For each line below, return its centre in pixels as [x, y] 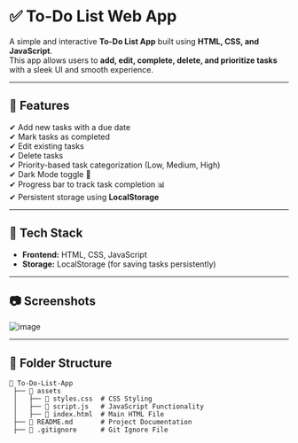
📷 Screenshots [52, 301]
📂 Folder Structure [61, 363]
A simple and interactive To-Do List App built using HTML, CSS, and [134, 41]
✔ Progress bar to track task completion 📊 [87, 184]
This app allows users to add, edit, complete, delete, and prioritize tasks [143, 60]
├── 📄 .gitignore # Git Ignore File [90, 430]
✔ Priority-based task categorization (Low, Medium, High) [115, 165]
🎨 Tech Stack [46, 233]
